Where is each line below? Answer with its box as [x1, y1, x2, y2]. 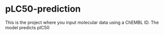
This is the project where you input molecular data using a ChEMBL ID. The [5, 19, 159, 25]
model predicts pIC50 [5, 24, 50, 30]
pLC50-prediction [5, 3, 81, 15]
